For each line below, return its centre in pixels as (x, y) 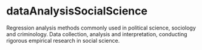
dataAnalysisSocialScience (77, 11)
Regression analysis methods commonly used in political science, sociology (101, 28)
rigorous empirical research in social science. (63, 40)
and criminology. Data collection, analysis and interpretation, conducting (97, 34)
